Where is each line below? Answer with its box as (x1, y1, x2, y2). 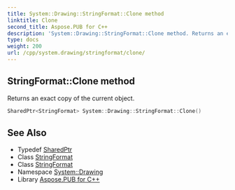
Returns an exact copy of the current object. (7, 94, 135, 102)
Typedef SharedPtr (17, 145, 73, 154)
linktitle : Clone (7, 17, 58, 24)
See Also (7, 127, 47, 139)
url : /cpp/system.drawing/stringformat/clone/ (7, 50, 145, 57)
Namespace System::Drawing (17, 168, 104, 176)
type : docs (7, 36, 39, 43)
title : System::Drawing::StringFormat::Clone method (7, 10, 164, 18)
